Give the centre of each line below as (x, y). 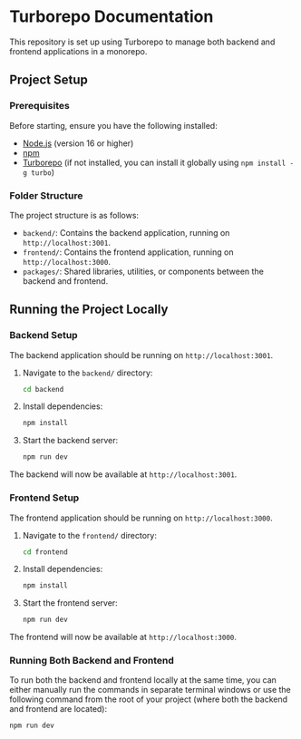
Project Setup (49, 80)
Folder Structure (46, 195)
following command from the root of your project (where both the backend (149, 699)
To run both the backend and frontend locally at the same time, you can (143, 680)
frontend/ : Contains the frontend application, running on (128, 252)
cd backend (43, 389)
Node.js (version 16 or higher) (78, 143)
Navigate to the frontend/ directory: (89, 535)
